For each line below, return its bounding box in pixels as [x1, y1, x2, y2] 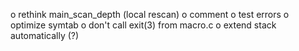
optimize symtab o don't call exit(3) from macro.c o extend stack [10, 19, 277, 31]
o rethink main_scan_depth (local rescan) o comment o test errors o [10, 9, 290, 20]
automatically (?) [10, 30, 80, 41]
